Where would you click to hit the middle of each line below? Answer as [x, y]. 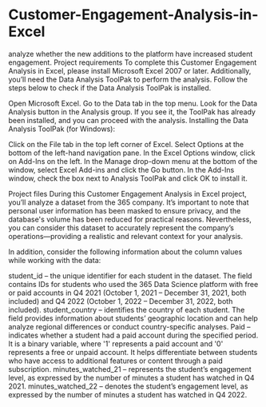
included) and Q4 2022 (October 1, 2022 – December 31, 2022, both [121, 301]
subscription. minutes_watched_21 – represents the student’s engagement [130, 369]
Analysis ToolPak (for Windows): [62, 129]
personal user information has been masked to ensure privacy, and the [125, 210]
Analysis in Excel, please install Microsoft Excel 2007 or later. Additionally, [130, 70]
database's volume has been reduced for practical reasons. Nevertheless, [130, 219]
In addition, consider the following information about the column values [125, 251]
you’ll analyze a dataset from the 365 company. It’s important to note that [129, 202]
